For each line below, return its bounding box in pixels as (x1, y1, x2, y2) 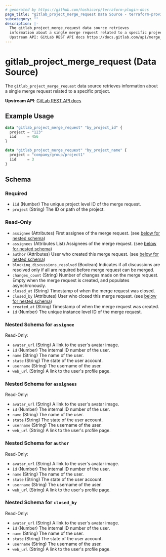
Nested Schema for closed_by (5, 499, 77, 506)
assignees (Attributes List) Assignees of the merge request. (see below (12, 240, 157, 246)
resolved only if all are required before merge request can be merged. (12, 267, 155, 273)
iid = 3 (9, 157, 35, 162)
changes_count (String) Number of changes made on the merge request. (12, 272, 159, 278)
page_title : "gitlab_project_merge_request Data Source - (5, 12, 127, 17)
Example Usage (5, 112, 54, 120)
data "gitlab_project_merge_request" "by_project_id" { (5, 125, 123, 130)
